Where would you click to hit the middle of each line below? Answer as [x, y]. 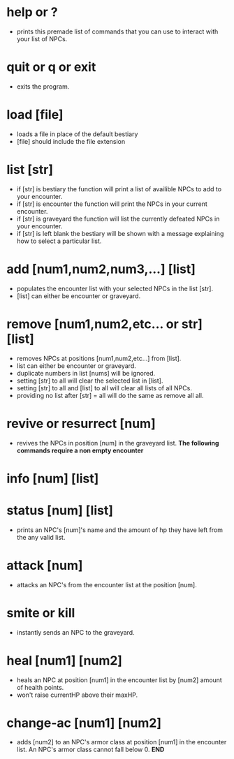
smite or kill [41, 613]
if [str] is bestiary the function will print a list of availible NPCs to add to [119, 189]
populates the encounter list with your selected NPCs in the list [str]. [115, 288]
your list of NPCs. [42, 38]
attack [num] [45, 565]
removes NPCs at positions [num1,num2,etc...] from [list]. [99, 358]
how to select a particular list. [59, 241]
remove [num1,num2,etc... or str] [105, 324]
